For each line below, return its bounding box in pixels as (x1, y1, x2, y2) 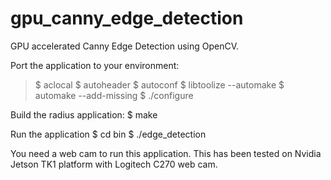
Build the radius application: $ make (10, 108, 158, 121)
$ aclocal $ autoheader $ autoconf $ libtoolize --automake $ (34, 78, 285, 91)
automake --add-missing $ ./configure (34, 89, 194, 101)
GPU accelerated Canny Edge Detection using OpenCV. (10, 40, 240, 52)
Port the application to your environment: (10, 59, 180, 71)
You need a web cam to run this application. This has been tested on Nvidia (10, 147, 322, 159)
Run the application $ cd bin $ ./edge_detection (10, 128, 207, 140)
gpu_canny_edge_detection (10, 7, 244, 30)
